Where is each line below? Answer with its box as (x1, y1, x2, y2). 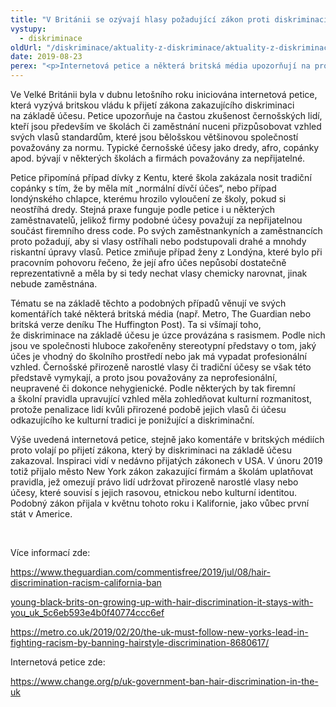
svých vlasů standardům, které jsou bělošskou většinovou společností (10, 131, 299, 143)
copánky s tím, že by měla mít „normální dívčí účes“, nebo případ (10, 182, 277, 194)
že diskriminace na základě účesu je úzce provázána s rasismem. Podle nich (10, 329, 326, 341)
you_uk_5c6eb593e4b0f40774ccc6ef (10, 607, 165, 618)
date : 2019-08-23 (10, 52, 83, 62)
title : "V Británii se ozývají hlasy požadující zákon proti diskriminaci (10, 14, 329, 25)
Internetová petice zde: (10, 656, 106, 668)
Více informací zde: (10, 547, 91, 558)
